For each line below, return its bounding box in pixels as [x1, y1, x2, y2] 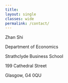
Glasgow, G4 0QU [5, 72, 42, 79]
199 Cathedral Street [5, 63, 47, 69]
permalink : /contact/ [5, 21, 50, 26]
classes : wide [5, 16, 34, 21]
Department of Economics [5, 44, 59, 50]
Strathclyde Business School [5, 54, 64, 59]
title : [5, 7, 19, 12]
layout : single [5, 12, 36, 17]
